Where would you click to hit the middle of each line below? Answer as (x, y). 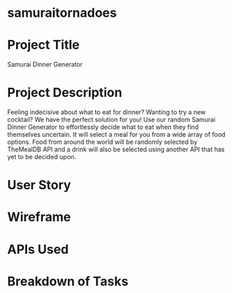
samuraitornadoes (62, 13)
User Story (39, 185)
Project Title (43, 45)
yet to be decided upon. (42, 157)
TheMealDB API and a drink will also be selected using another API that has (116, 149)
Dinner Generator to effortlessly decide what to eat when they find (103, 127)
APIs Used (38, 249)
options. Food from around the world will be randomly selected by (102, 142)
